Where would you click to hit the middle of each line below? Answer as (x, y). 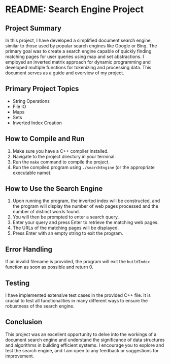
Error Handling (29, 249)
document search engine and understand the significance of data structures (85, 340)
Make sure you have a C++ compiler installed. (61, 151)
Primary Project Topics (42, 89)
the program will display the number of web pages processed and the (86, 206)
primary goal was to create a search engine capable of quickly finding (78, 51)
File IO (19, 106)
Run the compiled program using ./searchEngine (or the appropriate (83, 167)
